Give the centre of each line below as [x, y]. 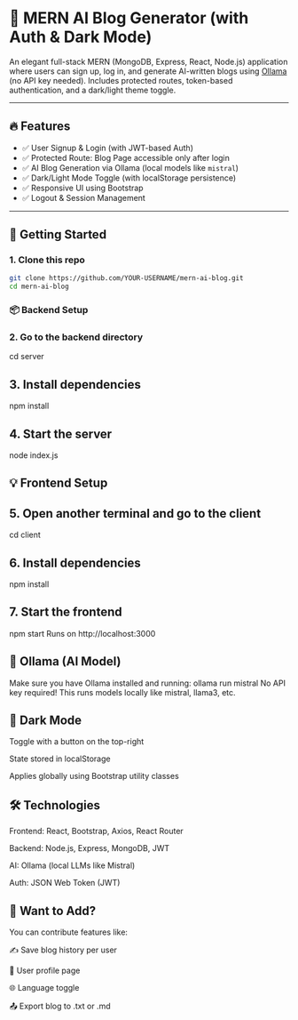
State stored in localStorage [60, 759]
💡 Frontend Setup [59, 483]
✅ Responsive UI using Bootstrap [82, 188]
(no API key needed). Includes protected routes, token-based [121, 80]
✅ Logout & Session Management [84, 197]
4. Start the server [61, 434]
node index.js [34, 455]
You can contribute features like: [69, 932]
